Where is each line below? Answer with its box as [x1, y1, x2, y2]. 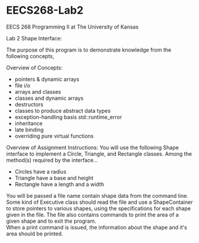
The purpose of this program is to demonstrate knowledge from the [6, 46, 172, 53]
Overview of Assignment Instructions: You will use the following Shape [6, 144, 179, 151]
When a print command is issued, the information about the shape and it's [6, 223, 187, 231]
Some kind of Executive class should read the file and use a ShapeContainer [6, 198, 193, 206]
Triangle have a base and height [14, 174, 94, 181]
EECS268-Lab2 [6, 4, 84, 17]
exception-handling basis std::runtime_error [14, 113, 122, 121]
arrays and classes [14, 88, 61, 95]
